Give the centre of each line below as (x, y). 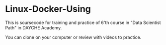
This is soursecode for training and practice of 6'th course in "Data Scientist (83, 22)
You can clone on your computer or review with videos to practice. (73, 37)
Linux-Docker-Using (48, 9)
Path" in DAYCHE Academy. (34, 27)
